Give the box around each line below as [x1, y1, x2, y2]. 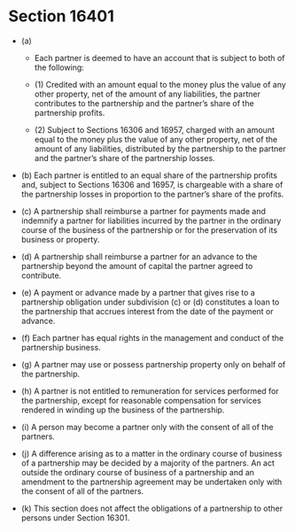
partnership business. [20, 342, 101, 352]
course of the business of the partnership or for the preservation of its [20, 224, 278, 235]
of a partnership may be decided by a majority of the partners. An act [20, 458, 276, 468]
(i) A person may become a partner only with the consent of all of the [20, 421, 274, 432]
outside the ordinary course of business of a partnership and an [20, 466, 254, 477]
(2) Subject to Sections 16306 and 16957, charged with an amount [34, 124, 276, 135]
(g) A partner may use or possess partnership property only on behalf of [20, 359, 286, 369]
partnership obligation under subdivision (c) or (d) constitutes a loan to [20, 297, 280, 307]
